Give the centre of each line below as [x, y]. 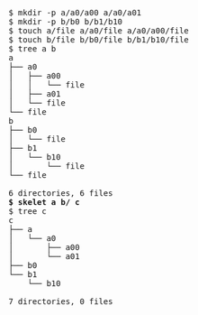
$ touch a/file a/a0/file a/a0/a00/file [99, 31]
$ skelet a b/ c [44, 202]
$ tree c [27, 211]
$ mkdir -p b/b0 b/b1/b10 [66, 22]
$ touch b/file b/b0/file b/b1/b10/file [99, 40]
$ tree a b [32, 49]
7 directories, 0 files [61, 301]
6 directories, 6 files [61, 193]
